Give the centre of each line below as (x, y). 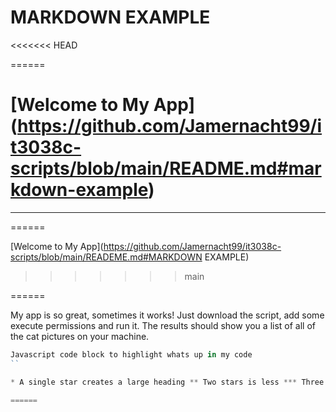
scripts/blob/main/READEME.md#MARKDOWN (106, 257)
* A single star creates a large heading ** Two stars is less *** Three (167, 382)
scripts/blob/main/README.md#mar (166, 168)
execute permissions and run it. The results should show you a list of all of (163, 325)
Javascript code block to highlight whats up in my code (131, 354)
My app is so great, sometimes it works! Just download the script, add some (167, 315)
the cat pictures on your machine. (80, 336)
